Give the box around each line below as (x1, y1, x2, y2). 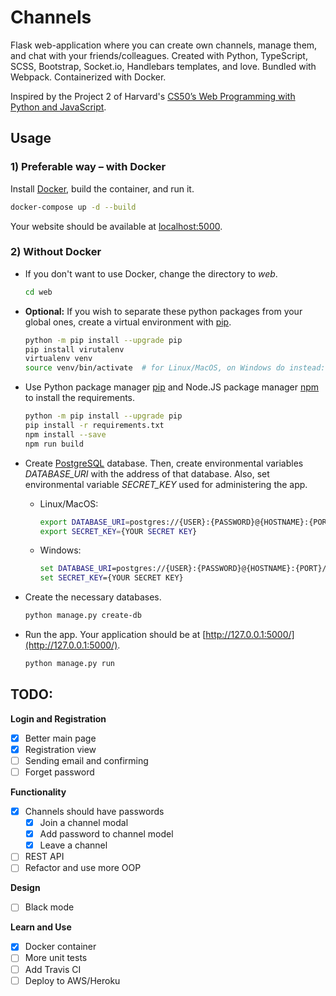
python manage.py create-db (24, 611, 142, 621)
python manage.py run (24, 659, 115, 669)
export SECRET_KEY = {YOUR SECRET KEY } (39, 526, 198, 536)
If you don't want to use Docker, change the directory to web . (24, 267, 278, 280)
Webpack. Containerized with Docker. (10, 71, 167, 83)
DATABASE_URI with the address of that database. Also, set (24, 467, 270, 480)
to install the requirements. (24, 392, 136, 404)
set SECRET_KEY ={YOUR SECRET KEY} (39, 573, 184, 583)
